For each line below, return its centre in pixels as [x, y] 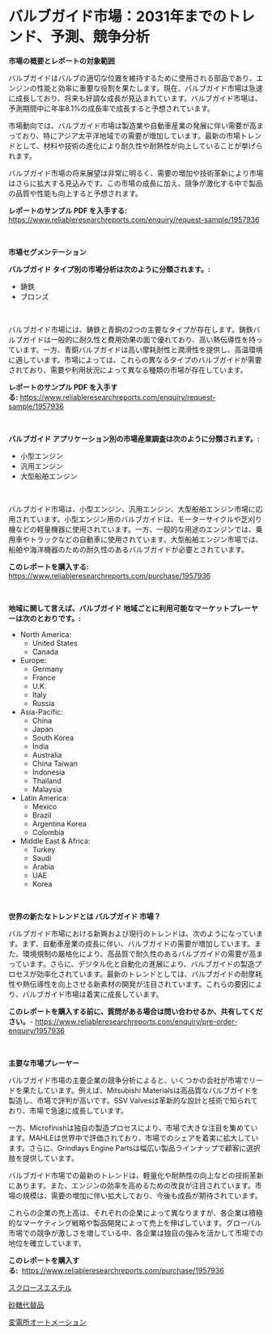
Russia [43, 703]
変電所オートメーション [47, 1322]
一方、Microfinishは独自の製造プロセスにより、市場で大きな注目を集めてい [133, 1128]
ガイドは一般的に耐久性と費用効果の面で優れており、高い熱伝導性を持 [139, 339]
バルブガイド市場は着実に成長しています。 [93, 994]
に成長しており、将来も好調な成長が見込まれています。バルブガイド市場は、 [135, 98]
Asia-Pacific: [41, 712]
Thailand [47, 780]
